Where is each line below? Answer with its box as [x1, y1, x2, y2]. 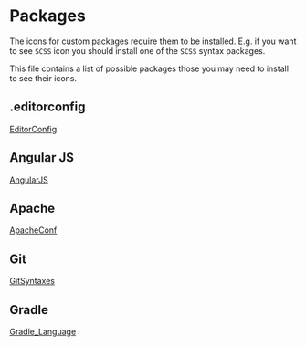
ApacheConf [9, 225, 58, 236]
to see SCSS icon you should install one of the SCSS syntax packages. [9, 45, 266, 56]
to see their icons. [9, 72, 78, 83]
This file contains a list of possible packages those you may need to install [9, 63, 290, 74]
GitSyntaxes [9, 276, 55, 287]
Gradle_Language [9, 326, 77, 337]
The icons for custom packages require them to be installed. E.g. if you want [9, 36, 297, 47]
